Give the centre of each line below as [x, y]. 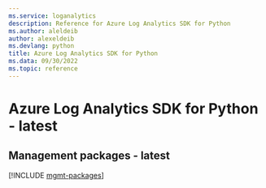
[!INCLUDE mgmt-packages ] [56, 175]
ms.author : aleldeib [44, 31]
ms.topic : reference [44, 69]
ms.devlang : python [41, 46]
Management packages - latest [89, 156]
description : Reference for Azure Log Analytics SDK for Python [120, 23]
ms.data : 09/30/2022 [44, 62]
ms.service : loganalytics [52, 16]
